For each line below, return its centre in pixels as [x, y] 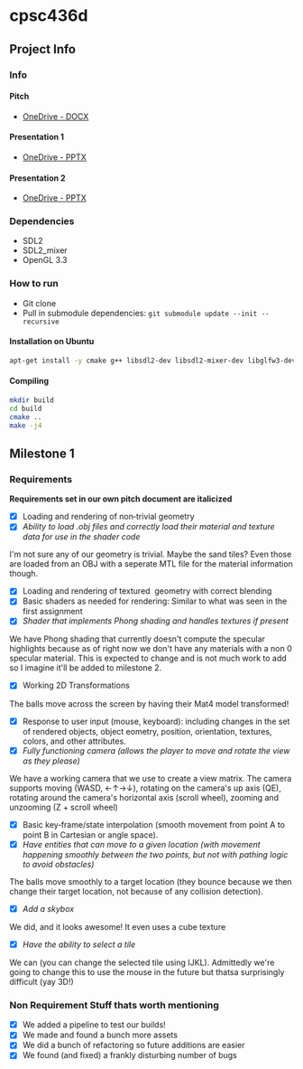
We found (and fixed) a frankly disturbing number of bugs [129, 1055]
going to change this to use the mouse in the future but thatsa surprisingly [147, 971]
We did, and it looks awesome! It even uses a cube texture [118, 926]
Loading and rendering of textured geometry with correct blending [147, 591]
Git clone [39, 303]
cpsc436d [49, 16]
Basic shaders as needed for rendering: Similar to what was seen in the [155, 601]
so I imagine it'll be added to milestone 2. [86, 668]
